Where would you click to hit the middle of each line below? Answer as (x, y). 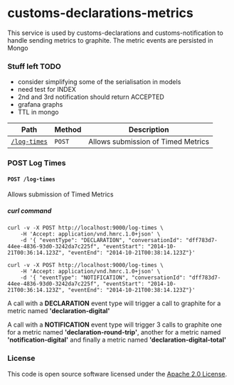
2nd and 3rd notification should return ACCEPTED (91, 97)
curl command (30, 211)
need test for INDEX (47, 90)
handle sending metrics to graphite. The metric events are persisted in (110, 40)
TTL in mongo (38, 112)
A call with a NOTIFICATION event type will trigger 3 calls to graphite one (115, 325)
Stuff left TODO (34, 66)
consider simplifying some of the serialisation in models (99, 82)
